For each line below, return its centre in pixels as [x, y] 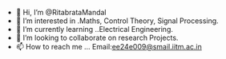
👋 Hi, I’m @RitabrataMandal [61, 12]
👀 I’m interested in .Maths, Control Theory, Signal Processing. [117, 21]
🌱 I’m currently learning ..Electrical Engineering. [95, 29]
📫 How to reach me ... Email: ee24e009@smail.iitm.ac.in [109, 47]
